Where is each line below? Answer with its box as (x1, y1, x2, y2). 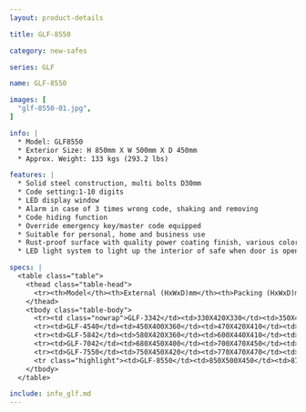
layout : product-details (9, 13, 104, 23)
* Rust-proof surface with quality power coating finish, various (17, 238, 275, 247)
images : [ (9, 95, 47, 105)
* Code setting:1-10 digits (17, 187, 125, 196)
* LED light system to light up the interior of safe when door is (17, 246, 280, 256)
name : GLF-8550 (9, 79, 67, 88)
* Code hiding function (17, 213, 107, 222)
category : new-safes (9, 46, 88, 55)
